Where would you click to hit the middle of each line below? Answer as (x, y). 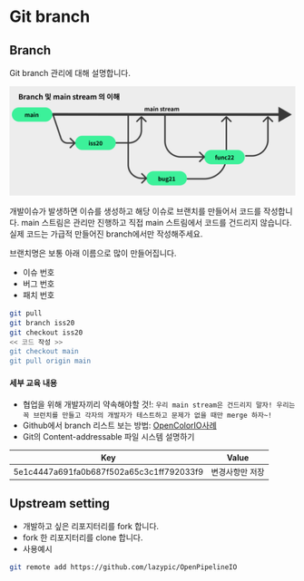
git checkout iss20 (46, 333)
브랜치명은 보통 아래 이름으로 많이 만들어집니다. (93, 253)
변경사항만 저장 (238, 472)
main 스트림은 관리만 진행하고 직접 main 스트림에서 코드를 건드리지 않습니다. (157, 222)
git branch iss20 (42, 323)
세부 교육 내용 (33, 382)
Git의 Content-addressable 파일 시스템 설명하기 (108, 437)
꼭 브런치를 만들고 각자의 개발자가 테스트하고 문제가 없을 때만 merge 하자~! (147, 416)
